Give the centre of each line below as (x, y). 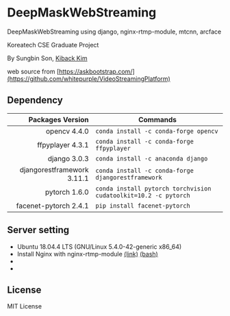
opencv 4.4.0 (67, 131)
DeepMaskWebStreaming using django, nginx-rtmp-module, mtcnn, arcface (114, 32)
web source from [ (33, 71)
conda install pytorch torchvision (153, 189)
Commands (157, 119)
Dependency (35, 100)
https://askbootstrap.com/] (97, 71)
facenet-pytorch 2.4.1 (52, 206)
